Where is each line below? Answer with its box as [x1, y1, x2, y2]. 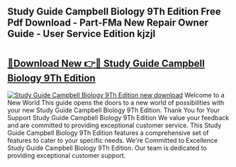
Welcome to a [184, 91, 225, 99]
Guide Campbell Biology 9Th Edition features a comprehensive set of [7, 129, 209, 137]
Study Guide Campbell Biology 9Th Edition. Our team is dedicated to [7, 144, 207, 152]
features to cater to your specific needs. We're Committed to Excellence [7, 136, 218, 144]
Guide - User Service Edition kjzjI [7, 28, 156, 40]
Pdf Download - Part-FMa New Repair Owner [7, 17, 209, 29]
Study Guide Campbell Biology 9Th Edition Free [7, 6, 221, 18]
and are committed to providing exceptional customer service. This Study [7, 121, 222, 129]
